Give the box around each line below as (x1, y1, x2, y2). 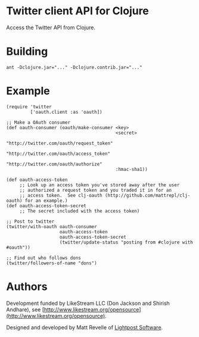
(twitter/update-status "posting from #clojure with (59, 239, 194, 245)
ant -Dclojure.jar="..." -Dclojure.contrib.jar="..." (6, 64, 143, 70)
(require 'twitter (6, 104, 52, 110)
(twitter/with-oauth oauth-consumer (6, 223, 97, 230)
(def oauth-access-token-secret (6, 202, 86, 209)
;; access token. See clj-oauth (19, 192, 102, 198)
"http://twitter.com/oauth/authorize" (6, 161, 102, 167)
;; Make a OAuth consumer (6, 119, 70, 126)
